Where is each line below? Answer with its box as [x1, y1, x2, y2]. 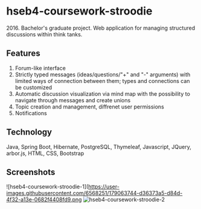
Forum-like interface [14, 64, 66, 71]
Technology [6, 127, 53, 138]
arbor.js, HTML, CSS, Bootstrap [6, 150, 85, 157]
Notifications [14, 109, 47, 116]
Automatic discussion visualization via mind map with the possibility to [14, 90, 190, 98]
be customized [14, 84, 53, 91]
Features [6, 48, 40, 59]
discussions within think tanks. [6, 30, 83, 38]
